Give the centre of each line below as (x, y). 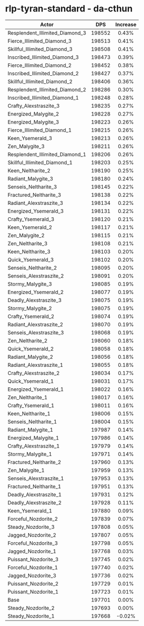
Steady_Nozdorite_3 (31, 527)
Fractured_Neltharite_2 (34, 462)
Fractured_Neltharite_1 (34, 486)
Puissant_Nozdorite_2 (33, 584)
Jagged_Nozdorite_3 (32, 575)
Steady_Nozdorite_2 (31, 608)
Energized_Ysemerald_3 (36, 211)
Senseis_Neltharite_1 (32, 422)
